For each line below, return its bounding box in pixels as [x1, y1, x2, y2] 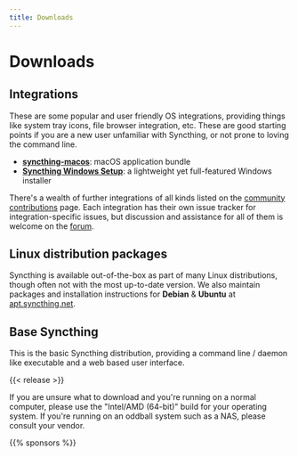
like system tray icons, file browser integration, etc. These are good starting [9, 119, 286, 130]
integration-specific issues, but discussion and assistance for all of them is [9, 211, 284, 222]
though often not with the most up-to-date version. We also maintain [9, 280, 261, 290]
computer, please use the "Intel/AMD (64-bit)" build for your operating [9, 402, 267, 412]
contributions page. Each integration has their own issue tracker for [9, 201, 256, 212]
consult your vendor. [9, 420, 85, 431]
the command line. [9, 139, 77, 150]
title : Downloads [9, 12, 74, 22]
